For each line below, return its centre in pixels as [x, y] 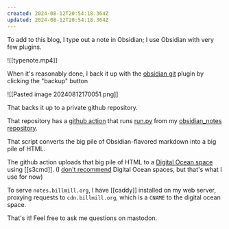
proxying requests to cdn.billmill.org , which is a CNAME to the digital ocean [114, 197]
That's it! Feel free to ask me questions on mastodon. [82, 218]
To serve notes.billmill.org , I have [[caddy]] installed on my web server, [112, 190]
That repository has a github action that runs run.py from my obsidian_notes [114, 120]
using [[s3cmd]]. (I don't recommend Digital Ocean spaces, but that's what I [114, 169]
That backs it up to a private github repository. [73, 107]
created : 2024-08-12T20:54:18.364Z [58, 13]
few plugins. [24, 47]
